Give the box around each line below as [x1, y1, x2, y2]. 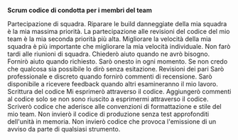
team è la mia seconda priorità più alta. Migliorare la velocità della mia [7, 35, 212, 43]
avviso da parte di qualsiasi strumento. [7, 125, 121, 133]
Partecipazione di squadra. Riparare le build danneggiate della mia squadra [7, 20, 227, 28]
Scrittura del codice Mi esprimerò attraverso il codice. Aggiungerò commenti [7, 88, 232, 95]
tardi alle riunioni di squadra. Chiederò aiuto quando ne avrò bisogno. [7, 49, 210, 58]
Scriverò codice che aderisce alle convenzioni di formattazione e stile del [7, 103, 222, 110]
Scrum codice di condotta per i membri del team [7, 6, 153, 14]
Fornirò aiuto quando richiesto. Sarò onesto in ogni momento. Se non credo [7, 57, 228, 66]
